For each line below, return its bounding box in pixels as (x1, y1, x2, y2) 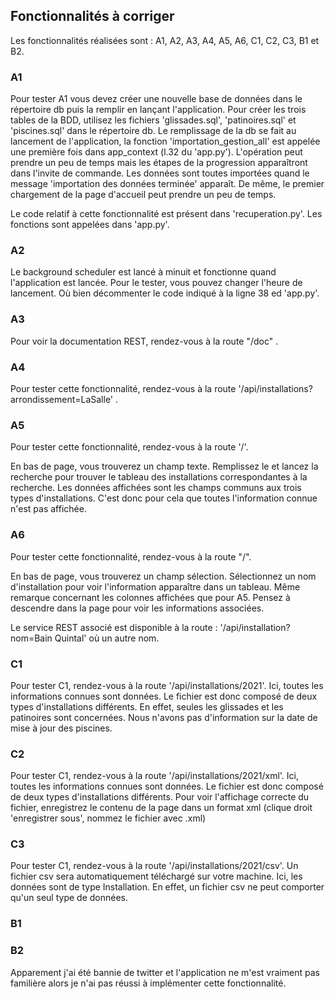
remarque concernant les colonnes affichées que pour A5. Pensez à (10, 591, 291, 603)
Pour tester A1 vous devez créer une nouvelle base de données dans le (10, 93, 303, 105)
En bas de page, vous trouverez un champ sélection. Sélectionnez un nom (10, 570, 317, 582)
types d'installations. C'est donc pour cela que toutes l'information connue (10, 492, 318, 504)
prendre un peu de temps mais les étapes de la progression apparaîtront (10, 157, 308, 169)
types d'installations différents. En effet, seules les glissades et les (10, 700, 284, 713)
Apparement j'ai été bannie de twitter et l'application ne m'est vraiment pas (10, 966, 320, 978)
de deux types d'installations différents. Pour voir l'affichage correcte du (10, 791, 310, 803)
